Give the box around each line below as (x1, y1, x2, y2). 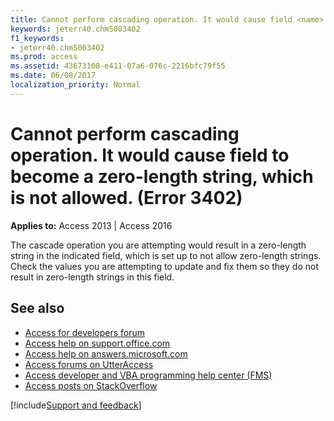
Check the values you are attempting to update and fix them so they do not (10, 260, 319, 272)
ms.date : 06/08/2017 (10, 71, 97, 81)
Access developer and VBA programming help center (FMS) (24, 369, 273, 381)
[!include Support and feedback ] (10, 399, 142, 411)
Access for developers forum (24, 326, 146, 338)
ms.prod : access (10, 52, 78, 62)
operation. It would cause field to (10, 144, 290, 166)
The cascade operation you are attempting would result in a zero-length (10, 239, 307, 251)
